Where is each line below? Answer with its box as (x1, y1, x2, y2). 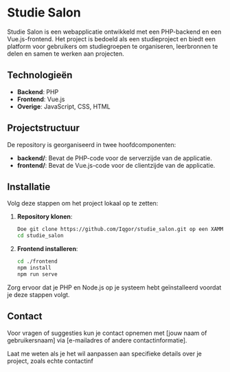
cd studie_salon (16, 232, 64, 239)
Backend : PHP (16, 87, 59, 96)
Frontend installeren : (16, 245, 78, 253)
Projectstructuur (7, 122, 80, 134)
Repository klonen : (16, 212, 73, 221)
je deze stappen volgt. (7, 290, 70, 298)
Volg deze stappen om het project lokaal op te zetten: (7, 199, 159, 208)
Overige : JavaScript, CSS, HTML (16, 102, 111, 111)
